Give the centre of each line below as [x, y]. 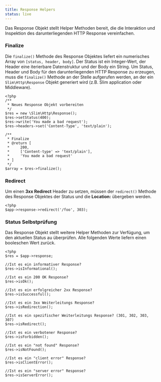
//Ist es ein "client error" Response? [45, 358]
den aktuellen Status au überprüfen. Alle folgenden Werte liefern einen [76, 238]
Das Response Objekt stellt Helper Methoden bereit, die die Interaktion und [80, 28]
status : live [18, 14]
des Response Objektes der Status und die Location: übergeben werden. [78, 197]
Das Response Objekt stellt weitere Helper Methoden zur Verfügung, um [77, 233]
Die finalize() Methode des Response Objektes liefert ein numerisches [77, 56]
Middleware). [18, 87]
